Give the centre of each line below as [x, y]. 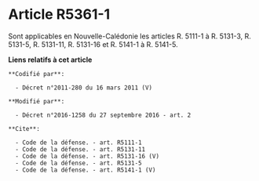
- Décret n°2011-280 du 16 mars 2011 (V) [84, 88]
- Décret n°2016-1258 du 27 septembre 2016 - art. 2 [103, 115]
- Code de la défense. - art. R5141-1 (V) [86, 170]
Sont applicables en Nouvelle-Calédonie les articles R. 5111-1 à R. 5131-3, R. [129, 36]
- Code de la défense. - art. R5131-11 [80, 149]
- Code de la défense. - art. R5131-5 [79, 163]
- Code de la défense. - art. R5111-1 [79, 143]
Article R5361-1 [59, 14]
